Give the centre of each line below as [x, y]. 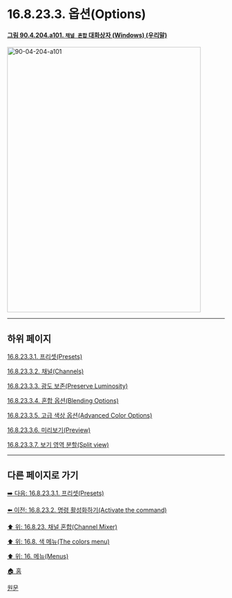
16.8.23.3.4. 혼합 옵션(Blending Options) [63, 401]
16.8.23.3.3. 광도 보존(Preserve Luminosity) [68, 386]
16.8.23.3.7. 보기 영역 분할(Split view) [58, 445]
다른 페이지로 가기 [43, 475]
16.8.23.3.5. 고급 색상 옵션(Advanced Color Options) [80, 415]
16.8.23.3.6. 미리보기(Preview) [49, 430]
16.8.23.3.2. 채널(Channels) [46, 371]
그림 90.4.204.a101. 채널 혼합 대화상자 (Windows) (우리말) [87, 35]
